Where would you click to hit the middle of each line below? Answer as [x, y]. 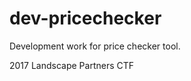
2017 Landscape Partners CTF [72, 65]
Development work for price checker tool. [95, 46]
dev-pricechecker [85, 18]
